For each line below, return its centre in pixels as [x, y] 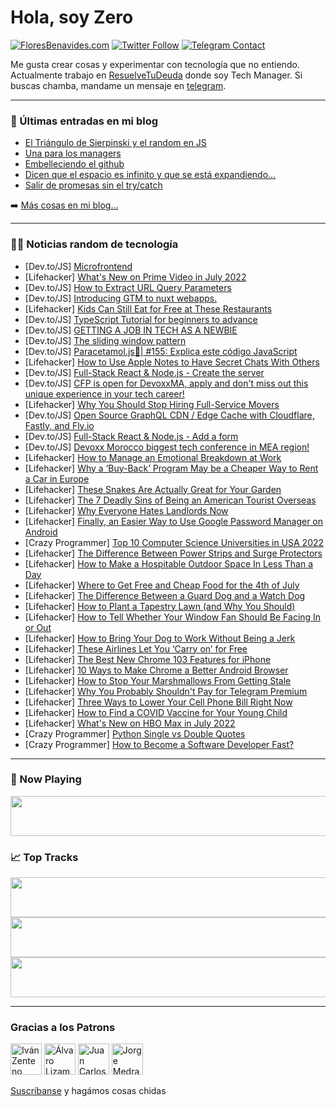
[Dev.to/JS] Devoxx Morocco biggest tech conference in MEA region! [167, 447]
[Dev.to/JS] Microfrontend [78, 266]
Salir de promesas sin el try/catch [93, 185]
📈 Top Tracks [44, 857]
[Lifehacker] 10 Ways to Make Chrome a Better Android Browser [156, 670]
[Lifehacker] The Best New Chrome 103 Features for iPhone [148, 659]
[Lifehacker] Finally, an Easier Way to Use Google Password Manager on [174, 521]
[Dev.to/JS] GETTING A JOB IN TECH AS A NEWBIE [131, 330]
